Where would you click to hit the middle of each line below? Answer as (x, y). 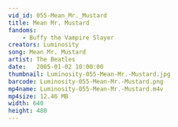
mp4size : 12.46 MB (38, 96)
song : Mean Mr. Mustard (47, 52)
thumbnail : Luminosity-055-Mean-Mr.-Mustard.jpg (89, 74)
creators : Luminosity (44, 45)
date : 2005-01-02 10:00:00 (56, 67)
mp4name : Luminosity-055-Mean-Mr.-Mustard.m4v (86, 89)
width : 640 (26, 103)
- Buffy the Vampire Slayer (68, 37)
